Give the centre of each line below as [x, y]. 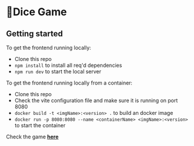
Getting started [35, 34]
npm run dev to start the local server [58, 72]
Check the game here [32, 137]
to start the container [40, 125]
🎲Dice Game [37, 12]
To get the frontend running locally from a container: [69, 83]
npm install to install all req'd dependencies [68, 65]
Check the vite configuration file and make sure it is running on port [96, 100]
